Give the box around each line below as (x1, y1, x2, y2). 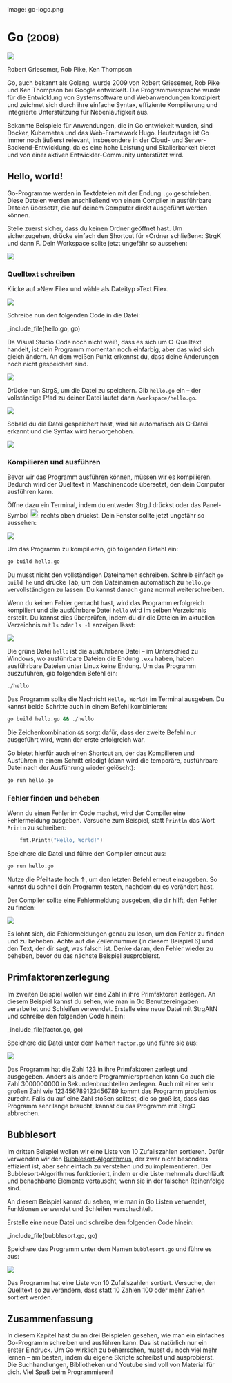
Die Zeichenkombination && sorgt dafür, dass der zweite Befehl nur (7, 728, 197, 736)
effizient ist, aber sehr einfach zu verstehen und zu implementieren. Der (7, 1161, 212, 1170)
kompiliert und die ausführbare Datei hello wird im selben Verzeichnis (7, 606, 206, 615)
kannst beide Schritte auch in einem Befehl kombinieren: (7, 703, 168, 711)
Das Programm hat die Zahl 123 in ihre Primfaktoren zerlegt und (7, 1065, 188, 1073)
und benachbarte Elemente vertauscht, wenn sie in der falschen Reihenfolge (7, 1177, 225, 1185)
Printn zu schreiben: (7, 823, 67, 832)
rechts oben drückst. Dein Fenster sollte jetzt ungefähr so (41, 511, 205, 520)
